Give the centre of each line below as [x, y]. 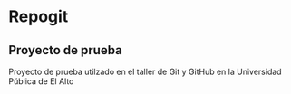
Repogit [39, 17]
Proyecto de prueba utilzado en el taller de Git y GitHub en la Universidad [145, 71]
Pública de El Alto [41, 81]
